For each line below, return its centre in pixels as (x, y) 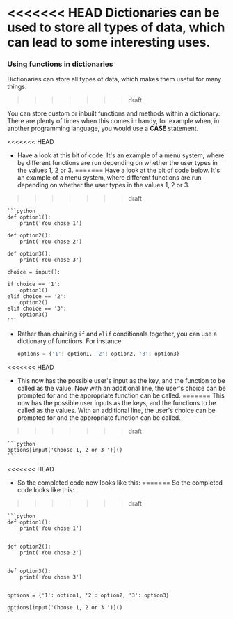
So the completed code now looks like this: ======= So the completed (120, 483)
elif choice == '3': (37, 309)
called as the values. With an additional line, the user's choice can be (116, 410)
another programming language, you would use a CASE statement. (103, 128)
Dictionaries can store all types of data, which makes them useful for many (114, 79)
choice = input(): (34, 272)
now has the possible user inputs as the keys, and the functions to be (116, 403)
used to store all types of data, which (116, 28)
